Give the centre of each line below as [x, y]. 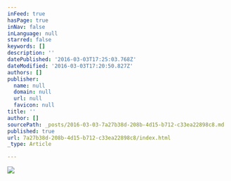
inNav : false [26, 27]
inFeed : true [26, 14]
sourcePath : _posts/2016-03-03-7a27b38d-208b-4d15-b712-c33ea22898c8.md [116, 125]
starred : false [29, 40]
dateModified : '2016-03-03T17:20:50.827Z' [70, 66]
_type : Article [29, 145]
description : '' [31, 53]
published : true [31, 131]
